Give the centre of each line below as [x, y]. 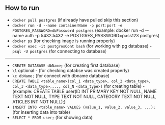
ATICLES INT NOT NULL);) [39, 101]
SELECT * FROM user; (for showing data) [52, 117]
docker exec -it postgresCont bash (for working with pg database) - [82, 46]
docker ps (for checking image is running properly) [64, 41]
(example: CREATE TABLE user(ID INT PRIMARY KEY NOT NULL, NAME [84, 91]
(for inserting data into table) [41, 112]
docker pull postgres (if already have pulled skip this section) [75, 20]
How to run [22, 8]
